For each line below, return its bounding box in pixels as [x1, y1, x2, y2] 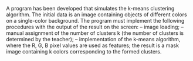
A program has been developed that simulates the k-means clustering [6, 5, 175, 12]
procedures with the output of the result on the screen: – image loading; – [6, 23, 184, 30]
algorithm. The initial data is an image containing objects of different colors [6, 11, 187, 18]
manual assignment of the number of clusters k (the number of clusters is [6, 30, 184, 37]
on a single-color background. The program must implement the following [6, 17, 185, 24]
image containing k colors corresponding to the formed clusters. [6, 48, 162, 55]
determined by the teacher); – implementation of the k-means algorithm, [6, 36, 181, 42]
